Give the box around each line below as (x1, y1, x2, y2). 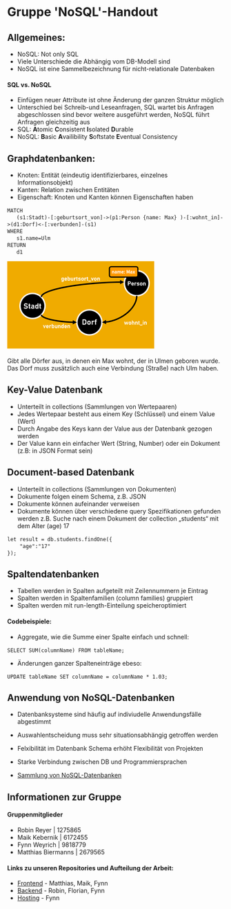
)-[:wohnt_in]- (179, 214, 224, 221)
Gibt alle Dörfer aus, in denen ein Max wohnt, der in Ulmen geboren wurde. (7, 357, 221, 365)
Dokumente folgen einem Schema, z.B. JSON (17, 492, 146, 500)
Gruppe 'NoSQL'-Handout (7, 4, 159, 20)
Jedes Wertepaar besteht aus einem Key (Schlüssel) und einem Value (17, 409, 216, 418)
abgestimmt (17, 718, 52, 726)
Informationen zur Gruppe (7, 791, 122, 803)
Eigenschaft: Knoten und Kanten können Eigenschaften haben (17, 193, 194, 201)
